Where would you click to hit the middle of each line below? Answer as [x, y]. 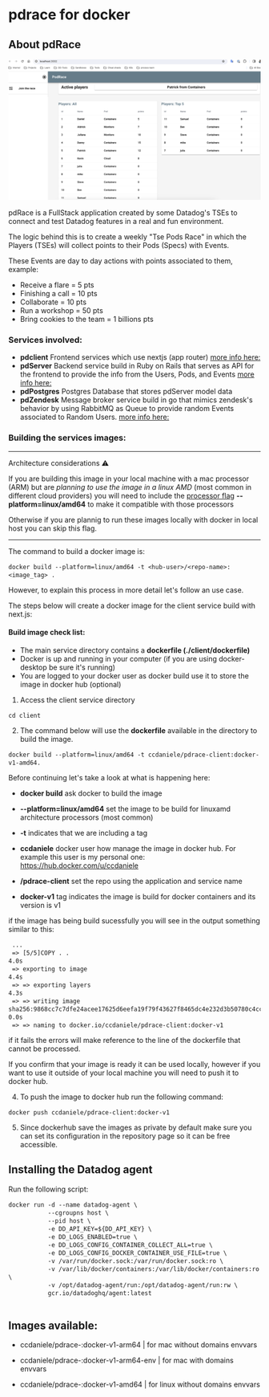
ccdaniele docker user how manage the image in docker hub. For [128, 848]
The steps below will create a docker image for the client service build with [132, 605]
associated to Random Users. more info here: [94, 417]
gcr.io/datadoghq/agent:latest [100, 1293]
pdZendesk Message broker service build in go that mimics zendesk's [137, 400]
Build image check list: [47, 633]
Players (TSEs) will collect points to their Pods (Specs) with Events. [119, 246]
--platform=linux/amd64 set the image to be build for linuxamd [125, 808]
